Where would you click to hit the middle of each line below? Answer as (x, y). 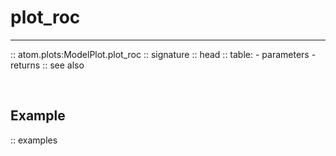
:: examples (34, 140)
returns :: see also (47, 65)
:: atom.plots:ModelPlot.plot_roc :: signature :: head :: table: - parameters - (163, 54)
